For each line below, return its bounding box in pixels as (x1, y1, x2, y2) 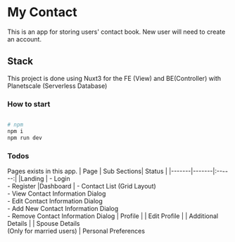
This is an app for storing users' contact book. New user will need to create (7, 27, 226, 36)
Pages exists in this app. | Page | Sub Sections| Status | (7, 167, 167, 175)
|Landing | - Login (18, 174, 70, 183)
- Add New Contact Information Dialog (7, 204, 118, 212)
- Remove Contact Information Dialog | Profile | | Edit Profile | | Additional (7, 212, 219, 220)
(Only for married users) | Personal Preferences (7, 227, 146, 235)
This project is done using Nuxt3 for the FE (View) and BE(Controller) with (7, 74, 222, 82)
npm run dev (7, 134, 42, 141)
